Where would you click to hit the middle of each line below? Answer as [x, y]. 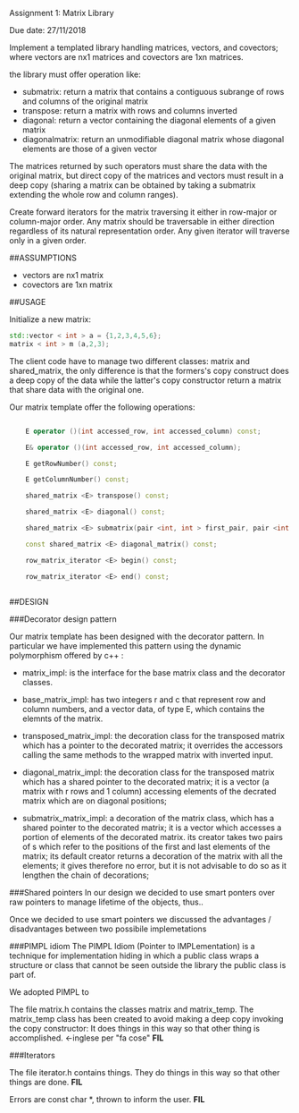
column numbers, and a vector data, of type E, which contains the [143, 709]
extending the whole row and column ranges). [94, 195]
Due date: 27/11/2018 [48, 30]
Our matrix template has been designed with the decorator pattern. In [137, 637]
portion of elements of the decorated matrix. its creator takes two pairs [153, 837]
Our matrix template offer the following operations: [102, 407]
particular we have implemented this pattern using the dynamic [125, 646]
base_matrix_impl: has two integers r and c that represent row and [144, 700]
